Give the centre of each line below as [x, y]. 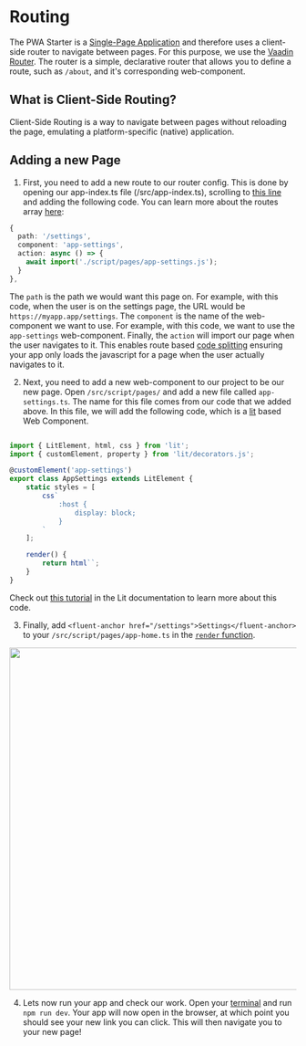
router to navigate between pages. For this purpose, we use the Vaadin [160, 51]
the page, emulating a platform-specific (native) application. [122, 131]
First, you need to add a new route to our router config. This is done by [155, 182]
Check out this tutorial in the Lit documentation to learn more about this [143, 597]
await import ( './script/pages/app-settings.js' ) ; [122, 262]
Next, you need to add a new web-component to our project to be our [153, 382]
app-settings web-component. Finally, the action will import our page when [152, 335]
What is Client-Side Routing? [93, 100]
